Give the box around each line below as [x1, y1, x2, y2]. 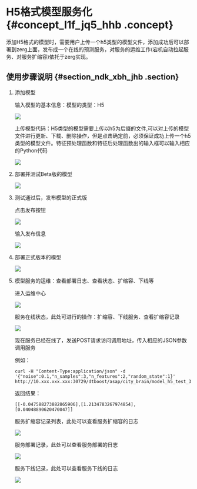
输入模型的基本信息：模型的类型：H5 [14, 101, 105, 108]
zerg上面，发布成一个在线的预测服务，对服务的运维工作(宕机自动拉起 [16, 45, 184, 53]
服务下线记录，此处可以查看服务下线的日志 [14, 464, 118, 471]
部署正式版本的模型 [14, 254, 62, 261]
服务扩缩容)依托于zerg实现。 [21, 53, 91, 60]
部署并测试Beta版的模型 [14, 170, 72, 177]
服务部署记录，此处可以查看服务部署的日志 [14, 441, 118, 448]
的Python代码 [14, 147, 48, 154]
